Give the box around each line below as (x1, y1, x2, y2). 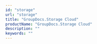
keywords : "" (5, 31, 33, 36)
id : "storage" (5, 7, 36, 13)
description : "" (5, 26, 40, 31)
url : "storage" (5, 12, 38, 17)
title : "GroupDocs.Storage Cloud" (5, 17, 79, 22)
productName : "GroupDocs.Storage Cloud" (5, 21, 93, 27)
